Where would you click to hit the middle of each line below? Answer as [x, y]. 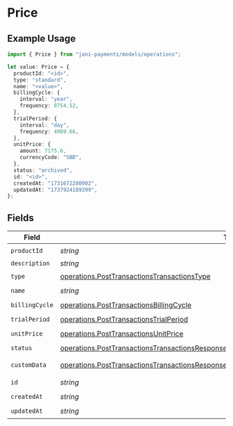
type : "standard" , [40, 80]
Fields [21, 218]
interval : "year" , [46, 99]
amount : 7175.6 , [43, 151]
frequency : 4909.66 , [49, 131]
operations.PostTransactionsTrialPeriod [124, 319]
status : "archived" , [43, 170]
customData [28, 365]
